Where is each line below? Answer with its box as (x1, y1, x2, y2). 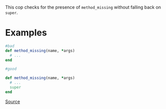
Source (5, 98, 20, 104)
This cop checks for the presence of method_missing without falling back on (5, 4, 161, 10)
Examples (5, 27, 47, 38)
